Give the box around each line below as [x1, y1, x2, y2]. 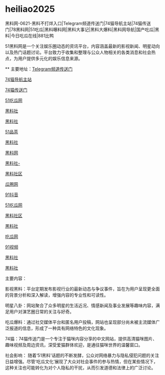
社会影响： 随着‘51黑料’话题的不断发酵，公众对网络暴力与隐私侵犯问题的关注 [5, 352, 160, 358]
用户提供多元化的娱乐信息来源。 [18, 55, 82, 61]
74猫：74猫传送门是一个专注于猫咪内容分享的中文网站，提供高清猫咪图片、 [5, 336, 157, 341]
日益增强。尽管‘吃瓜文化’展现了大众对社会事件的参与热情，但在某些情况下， [5, 358, 158, 364]
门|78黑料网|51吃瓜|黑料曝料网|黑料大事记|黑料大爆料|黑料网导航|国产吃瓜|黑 [5, 26, 160, 33]
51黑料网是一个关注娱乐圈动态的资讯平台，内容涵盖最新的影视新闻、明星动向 [5, 43, 160, 49]
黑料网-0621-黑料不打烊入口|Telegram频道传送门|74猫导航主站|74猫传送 [5, 20, 151, 26]
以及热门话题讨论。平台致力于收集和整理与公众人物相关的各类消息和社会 [5, 49, 151, 55]
